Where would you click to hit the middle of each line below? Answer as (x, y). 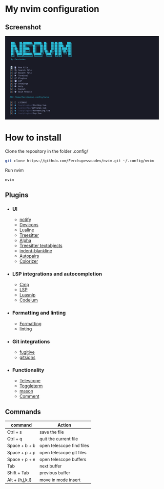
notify (25, 220)
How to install (33, 137)
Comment (29, 396)
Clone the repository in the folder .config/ (47, 151)
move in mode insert (60, 480)
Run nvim (15, 170)
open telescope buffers (63, 459)
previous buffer (55, 473)
